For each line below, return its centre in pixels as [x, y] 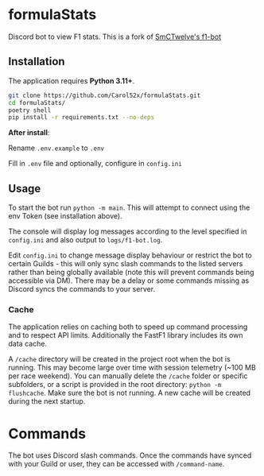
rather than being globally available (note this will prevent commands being [131, 273]
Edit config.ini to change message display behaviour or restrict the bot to [130, 255]
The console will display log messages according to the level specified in [128, 231]
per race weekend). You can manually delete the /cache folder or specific [128, 376]
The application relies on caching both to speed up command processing [128, 327]
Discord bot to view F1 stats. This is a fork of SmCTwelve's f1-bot [115, 37]
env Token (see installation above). [65, 216]
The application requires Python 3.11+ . [72, 80]
